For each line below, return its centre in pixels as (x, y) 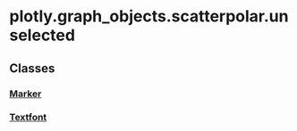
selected (42, 35)
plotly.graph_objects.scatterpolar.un (149, 16)
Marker (25, 94)
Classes (32, 68)
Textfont (28, 118)
